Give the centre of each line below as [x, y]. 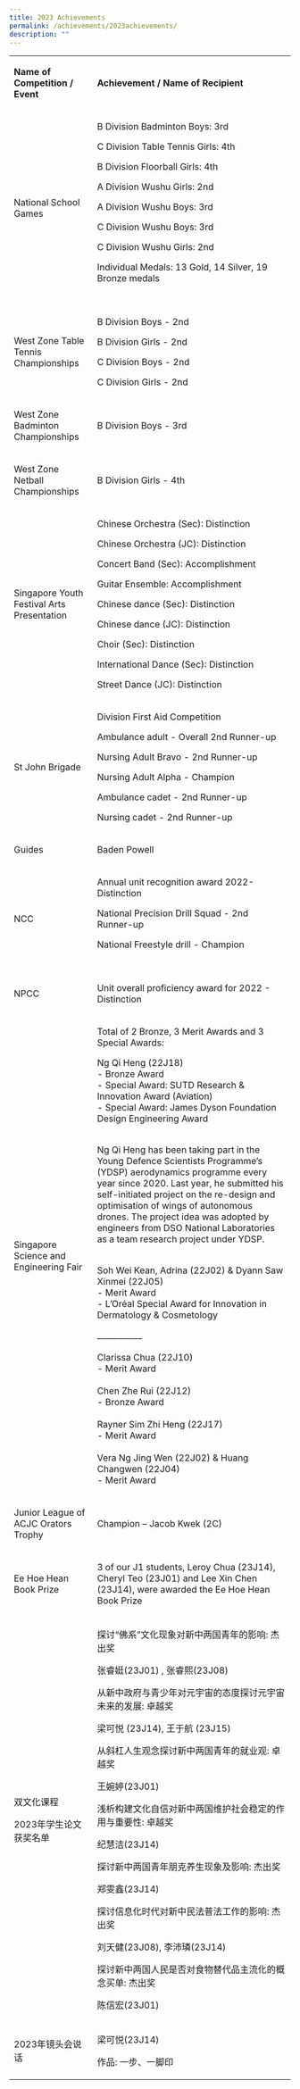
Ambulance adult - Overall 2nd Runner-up [187, 737]
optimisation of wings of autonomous [175, 1206]
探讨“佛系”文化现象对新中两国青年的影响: [183, 1635]
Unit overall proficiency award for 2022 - [183, 988]
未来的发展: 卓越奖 [135, 1706]
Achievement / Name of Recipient [170, 83]
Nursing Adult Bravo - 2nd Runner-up [177, 757]
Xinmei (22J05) [130, 1282]
